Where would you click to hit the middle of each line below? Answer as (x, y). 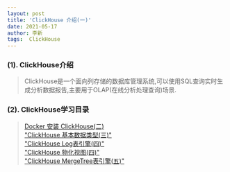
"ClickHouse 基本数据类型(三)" (68, 135)
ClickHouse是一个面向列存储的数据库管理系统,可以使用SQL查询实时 (121, 81)
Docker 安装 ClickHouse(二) (64, 126)
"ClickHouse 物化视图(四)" (62, 152)
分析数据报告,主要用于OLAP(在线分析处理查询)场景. (104, 90)
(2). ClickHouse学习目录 (48, 110)
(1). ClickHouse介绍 (41, 65)
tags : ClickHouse (34, 40)
